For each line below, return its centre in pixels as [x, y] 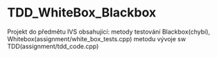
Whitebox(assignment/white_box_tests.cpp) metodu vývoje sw [96, 38]
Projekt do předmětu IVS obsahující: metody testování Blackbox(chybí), [108, 32]
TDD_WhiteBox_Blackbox [82, 13]
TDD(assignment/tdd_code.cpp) [53, 46]
